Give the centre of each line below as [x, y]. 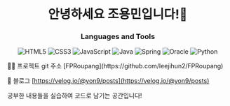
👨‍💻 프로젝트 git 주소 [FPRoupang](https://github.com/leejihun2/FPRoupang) [115, 66]
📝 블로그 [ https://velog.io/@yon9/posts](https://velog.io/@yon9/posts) [108, 81]
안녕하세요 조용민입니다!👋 [118, 14]
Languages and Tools [118, 37]
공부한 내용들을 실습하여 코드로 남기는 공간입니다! [75, 96]
